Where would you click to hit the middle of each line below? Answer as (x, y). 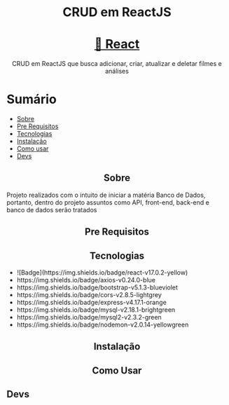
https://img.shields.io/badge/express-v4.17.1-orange (92, 303)
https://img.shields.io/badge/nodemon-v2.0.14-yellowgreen (103, 325)
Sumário (32, 99)
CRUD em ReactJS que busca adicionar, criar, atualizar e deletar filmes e (117, 64)
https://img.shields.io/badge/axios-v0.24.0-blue (86, 280)
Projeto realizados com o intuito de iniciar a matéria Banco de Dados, (106, 195)
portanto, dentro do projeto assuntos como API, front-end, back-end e (108, 202)
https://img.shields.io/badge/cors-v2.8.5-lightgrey (89, 295)
